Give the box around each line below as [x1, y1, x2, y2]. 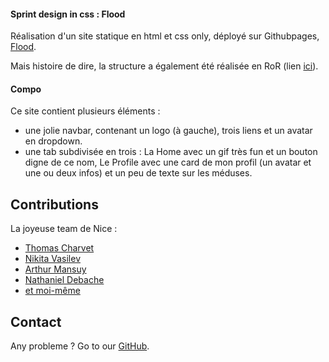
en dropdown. [24, 135, 83, 147]
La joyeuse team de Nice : [10, 223, 118, 235]
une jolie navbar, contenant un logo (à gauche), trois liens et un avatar [24, 125, 313, 137]
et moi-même [24, 285, 81, 297]
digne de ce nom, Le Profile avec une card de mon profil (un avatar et [24, 156, 312, 169]
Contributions [10, 196, 99, 213]
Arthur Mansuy [24, 263, 87, 275]
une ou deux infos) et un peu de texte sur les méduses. [24, 167, 253, 179]
